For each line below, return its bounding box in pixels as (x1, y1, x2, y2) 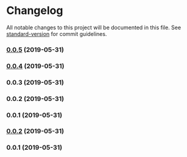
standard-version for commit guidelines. (6, 30, 107, 37)
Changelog (6, 4, 63, 18)
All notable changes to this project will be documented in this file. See (6, 24, 182, 31)
